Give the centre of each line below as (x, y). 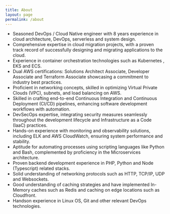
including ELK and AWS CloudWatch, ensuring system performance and (88, 136)
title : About (19, 10)
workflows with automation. (41, 109)
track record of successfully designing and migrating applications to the (88, 50)
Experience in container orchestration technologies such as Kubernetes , (88, 61)
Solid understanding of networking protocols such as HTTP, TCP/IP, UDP (89, 174)
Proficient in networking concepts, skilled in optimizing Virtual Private (85, 88)
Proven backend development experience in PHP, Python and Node (83, 163)
